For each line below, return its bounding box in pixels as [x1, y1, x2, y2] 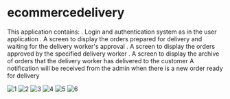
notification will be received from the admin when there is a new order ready [7, 64, 223, 72]
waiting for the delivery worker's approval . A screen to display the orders [7, 42, 215, 50]
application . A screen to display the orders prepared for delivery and [7, 34, 203, 43]
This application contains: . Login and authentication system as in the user [7, 27, 217, 36]
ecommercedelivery [7, 5, 125, 21]
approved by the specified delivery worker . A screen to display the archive [7, 49, 220, 58]
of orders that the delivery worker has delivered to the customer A [7, 56, 194, 65]
